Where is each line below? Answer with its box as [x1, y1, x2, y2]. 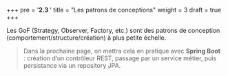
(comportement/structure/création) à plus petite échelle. [6, 34, 167, 42]
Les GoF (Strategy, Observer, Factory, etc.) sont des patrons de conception [6, 27, 220, 34]
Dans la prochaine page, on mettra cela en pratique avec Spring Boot [23, 47, 221, 55]
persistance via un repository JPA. [23, 62, 121, 69]
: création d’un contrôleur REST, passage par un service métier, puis [23, 54, 217, 62]
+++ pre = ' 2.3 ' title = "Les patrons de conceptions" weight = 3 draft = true [6, 6, 222, 14]
